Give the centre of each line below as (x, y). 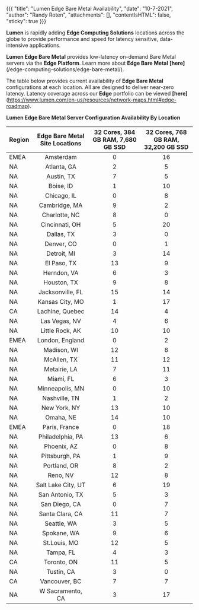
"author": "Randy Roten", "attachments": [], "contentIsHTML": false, (89, 15)
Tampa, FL (61, 552)
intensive (17, 45)
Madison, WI (61, 350)
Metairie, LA (61, 369)
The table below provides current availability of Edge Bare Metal (85, 81)
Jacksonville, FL (61, 292)
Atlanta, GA (61, 167)
